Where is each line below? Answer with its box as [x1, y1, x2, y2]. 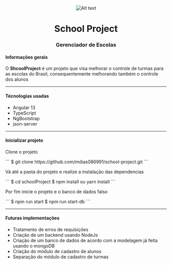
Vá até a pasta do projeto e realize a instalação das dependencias [5, 168, 144, 175]
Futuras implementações [5, 215, 60, 221]
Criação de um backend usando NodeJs [12, 232, 98, 238]
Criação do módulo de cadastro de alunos [12, 248, 101, 254]
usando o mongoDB [12, 242, 55, 249]
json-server [12, 121, 37, 127]
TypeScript [12, 110, 36, 116]
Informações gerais [5, 54, 48, 60]
